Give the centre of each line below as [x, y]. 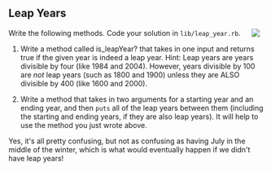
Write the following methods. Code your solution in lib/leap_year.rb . [125, 33]
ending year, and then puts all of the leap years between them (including [142, 107]
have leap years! [36, 158]
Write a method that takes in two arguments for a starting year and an [137, 99]
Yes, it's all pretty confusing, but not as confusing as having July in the [127, 141]
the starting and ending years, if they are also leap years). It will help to [139, 116]
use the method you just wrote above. [84, 125]
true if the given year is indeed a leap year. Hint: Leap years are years [137, 57]
